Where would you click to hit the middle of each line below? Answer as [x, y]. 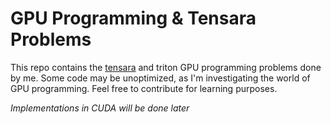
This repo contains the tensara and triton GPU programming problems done [166, 67]
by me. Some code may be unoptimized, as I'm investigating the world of [160, 78]
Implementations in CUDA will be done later [100, 108]
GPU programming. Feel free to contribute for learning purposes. [144, 88]
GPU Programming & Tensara [133, 18]
